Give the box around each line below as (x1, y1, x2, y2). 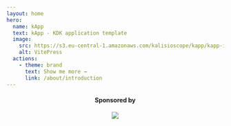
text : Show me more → (24, 68, 88, 75)
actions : (12, 55, 38, 62)
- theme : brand (19, 62, 63, 69)
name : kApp (12, 23, 44, 30)
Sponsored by (94, 96, 136, 104)
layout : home (6, 10, 44, 17)
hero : (6, 17, 22, 24)
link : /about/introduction (24, 74, 103, 82)
